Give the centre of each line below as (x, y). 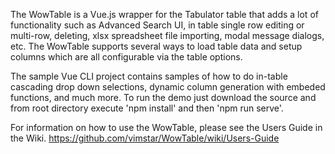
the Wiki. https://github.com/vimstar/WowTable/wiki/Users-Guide (145, 138)
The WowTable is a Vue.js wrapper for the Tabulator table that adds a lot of (164, 14)
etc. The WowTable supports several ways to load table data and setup (156, 46)
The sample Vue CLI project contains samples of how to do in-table (149, 76)
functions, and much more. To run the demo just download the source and (163, 97)
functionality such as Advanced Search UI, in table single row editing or (157, 25)
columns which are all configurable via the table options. (126, 57)
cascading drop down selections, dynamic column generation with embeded (168, 87)
